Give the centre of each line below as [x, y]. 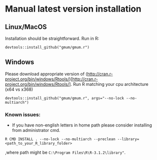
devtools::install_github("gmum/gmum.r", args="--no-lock [64, 98]
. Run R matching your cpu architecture [110, 84]
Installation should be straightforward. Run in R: [52, 38]
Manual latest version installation [73, 9]
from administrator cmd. [36, 130]
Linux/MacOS [26, 27]
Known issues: [23, 114]
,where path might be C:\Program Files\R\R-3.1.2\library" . [65, 152]
